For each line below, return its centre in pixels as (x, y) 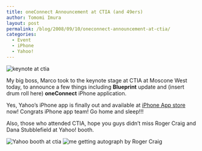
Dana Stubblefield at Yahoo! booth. (50, 129)
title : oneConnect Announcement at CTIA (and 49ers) (75, 12)
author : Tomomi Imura (34, 18)
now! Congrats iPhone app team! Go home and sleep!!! (75, 111)
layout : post (23, 23)
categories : (21, 35)
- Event (22, 40)
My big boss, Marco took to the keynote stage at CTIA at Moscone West (97, 80)
